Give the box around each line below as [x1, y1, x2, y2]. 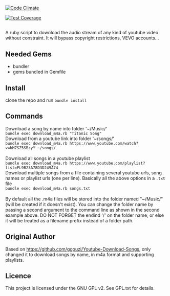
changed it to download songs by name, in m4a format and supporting [5, 251, 154, 258]
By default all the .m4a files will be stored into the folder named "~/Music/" [5, 196, 163, 202]
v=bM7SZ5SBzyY [5, 145, 36, 150]
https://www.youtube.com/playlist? [69, 161, 145, 166]
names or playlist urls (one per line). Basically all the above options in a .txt [5, 175, 165, 181]
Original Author [5, 233, 56, 241]
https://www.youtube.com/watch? [69, 141, 139, 146]
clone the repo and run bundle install [5, 97, 87, 103]
